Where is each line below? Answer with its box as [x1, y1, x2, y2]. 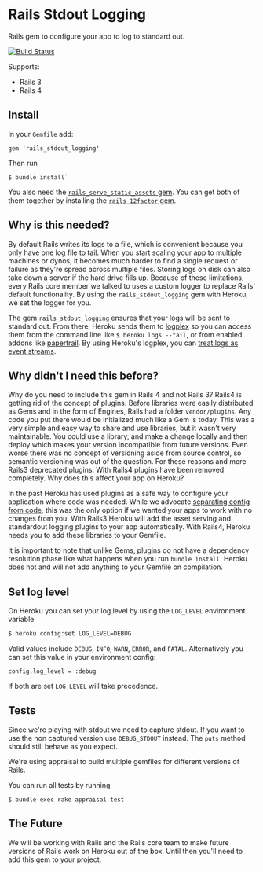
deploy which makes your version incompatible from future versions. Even [8, 440, 249, 450]
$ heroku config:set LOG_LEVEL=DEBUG [8, 630, 132, 638]
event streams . [8, 346, 57, 355]
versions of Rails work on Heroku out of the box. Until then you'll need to [8, 846, 243, 855]
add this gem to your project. [8, 855, 102, 864]
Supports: [8, 61, 41, 72]
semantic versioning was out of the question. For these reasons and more [8, 457, 247, 466]
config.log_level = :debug [8, 668, 97, 675]
